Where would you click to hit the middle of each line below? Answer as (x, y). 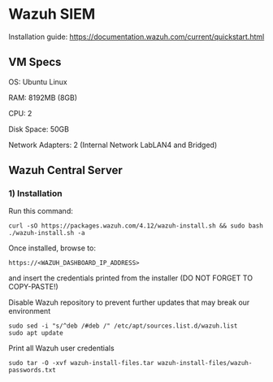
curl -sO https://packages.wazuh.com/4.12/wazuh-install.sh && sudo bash (136, 226)
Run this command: (41, 211)
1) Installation (35, 193)
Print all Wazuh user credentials (62, 348)
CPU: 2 (20, 113)
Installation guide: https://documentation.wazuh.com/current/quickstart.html (136, 37)
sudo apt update (36, 333)
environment (30, 311)
